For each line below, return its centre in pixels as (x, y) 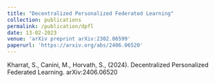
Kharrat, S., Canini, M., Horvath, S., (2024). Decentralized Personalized (108, 65)
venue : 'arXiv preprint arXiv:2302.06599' (69, 39)
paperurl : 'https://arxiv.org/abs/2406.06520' (75, 45)
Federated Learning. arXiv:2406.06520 (63, 72)
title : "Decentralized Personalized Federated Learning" (91, 13)
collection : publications (44, 20)
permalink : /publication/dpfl (51, 26)
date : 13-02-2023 (32, 33)
